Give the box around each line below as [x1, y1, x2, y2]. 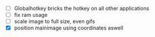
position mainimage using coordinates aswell [14, 24, 124, 31]
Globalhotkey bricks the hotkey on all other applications [14, 5, 150, 12]
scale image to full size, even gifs [14, 18, 95, 25]
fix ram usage [14, 12, 48, 18]
